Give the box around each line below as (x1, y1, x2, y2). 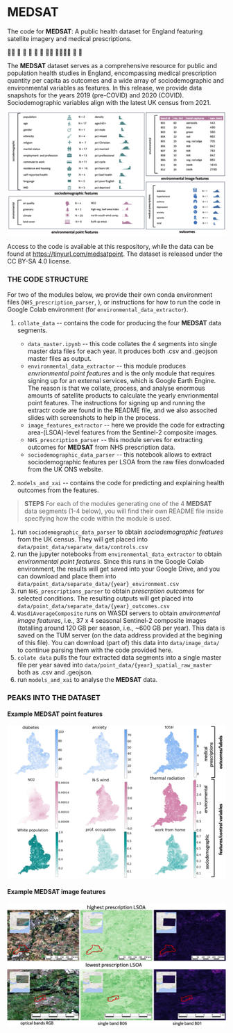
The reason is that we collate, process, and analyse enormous (27, 384, 206, 392)
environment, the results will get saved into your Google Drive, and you (17, 564, 221, 573)
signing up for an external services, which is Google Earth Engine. (27, 376, 216, 384)
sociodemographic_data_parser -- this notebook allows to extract (27, 450, 212, 459)
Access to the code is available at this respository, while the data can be (7, 243, 214, 251)
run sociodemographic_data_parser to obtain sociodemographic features (17, 528, 223, 536)
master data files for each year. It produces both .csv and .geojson (27, 347, 218, 355)
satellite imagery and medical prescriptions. (7, 34, 132, 42)
